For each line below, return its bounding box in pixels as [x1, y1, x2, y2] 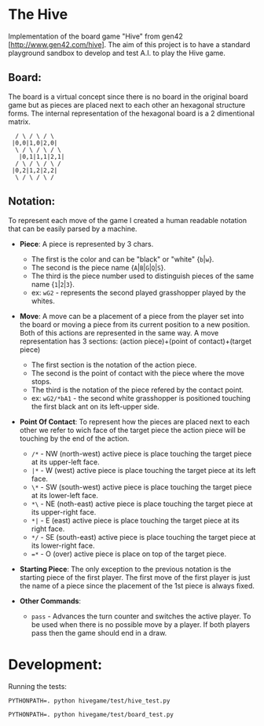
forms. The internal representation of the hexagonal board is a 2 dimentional [8, 108, 255, 118]
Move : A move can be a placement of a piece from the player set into [19, 311, 244, 321]
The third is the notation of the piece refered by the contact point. [31, 385, 244, 394]
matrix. [8, 116, 31, 126]
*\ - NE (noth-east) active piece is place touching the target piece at [31, 499, 253, 508]
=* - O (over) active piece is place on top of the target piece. [31, 548, 226, 559]
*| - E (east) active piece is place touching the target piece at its [31, 515, 240, 525]
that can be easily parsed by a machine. [8, 224, 137, 233]
